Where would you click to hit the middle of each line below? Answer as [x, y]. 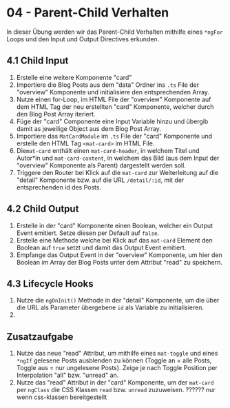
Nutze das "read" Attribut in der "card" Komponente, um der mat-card [115, 382]
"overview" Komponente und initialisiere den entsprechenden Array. [113, 92]
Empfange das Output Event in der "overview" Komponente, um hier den [119, 255]
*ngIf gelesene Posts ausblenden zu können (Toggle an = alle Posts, [114, 360]
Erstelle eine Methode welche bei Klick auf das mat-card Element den [114, 240]
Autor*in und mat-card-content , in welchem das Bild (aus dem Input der [118, 158]
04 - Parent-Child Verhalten [88, 13]
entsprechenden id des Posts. [59, 187]
